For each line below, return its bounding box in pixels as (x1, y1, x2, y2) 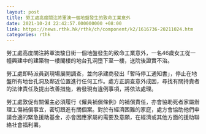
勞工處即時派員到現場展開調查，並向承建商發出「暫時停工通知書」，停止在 (6, 70, 192, 77)
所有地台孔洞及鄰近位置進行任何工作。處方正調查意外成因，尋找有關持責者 (11, 78, 200, 85)
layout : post (6, 9, 40, 15)
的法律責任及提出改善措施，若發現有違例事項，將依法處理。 (6, 85, 157, 92)
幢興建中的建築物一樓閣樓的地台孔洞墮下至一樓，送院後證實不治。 (6, 57, 173, 64)
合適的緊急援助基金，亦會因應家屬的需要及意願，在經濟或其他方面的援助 (11, 114, 194, 121)
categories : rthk (6, 32, 51, 38)
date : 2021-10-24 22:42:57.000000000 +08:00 (6, 20, 122, 26)
